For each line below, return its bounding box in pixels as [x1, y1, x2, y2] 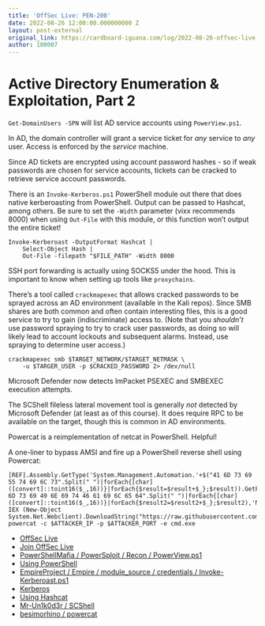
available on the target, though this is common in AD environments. [8, 417, 226, 427]
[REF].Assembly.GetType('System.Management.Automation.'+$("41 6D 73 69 [8, 472, 252, 480]
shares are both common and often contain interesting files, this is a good [8, 306, 248, 317]
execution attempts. [8, 385, 73, 394]
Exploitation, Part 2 [8, 92, 136, 110]
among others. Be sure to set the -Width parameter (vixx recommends [8, 207, 236, 216]
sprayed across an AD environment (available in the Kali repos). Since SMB [8, 298, 252, 308]
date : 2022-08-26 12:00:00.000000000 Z [8, 19, 140, 27]
